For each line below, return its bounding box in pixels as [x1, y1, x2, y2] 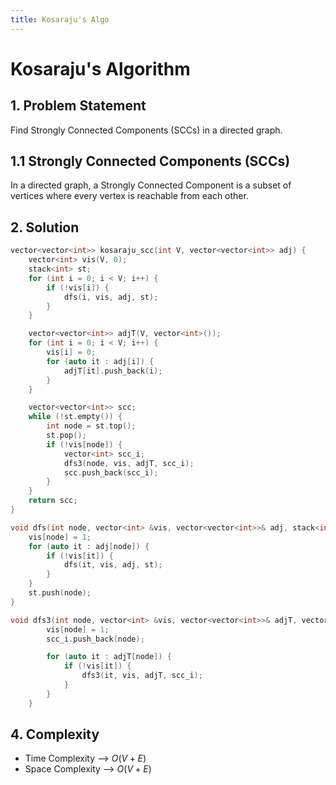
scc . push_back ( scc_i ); [63, 467, 159, 478]
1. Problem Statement [10, 97, 147, 115]
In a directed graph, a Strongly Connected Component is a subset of [10, 179, 292, 191]
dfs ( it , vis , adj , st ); [63, 560, 163, 570]
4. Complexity [10, 726, 100, 743]
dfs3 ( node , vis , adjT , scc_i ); [63, 458, 195, 468]
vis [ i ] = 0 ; [46, 347, 97, 357]
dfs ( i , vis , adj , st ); [63, 292, 159, 302]
